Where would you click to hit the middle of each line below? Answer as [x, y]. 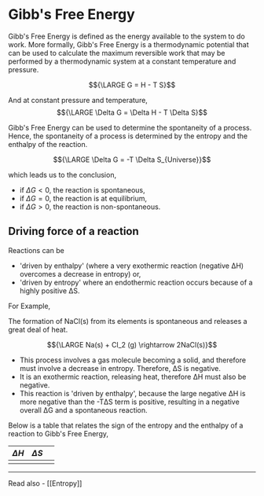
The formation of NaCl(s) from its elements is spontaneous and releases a [128, 321]
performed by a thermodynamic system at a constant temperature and [122, 61]
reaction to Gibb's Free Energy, [58, 433]
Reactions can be [36, 250]
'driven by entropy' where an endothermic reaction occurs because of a [136, 282]
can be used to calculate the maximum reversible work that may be [117, 53]
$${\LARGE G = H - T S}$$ [132, 85]
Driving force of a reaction [73, 231]
